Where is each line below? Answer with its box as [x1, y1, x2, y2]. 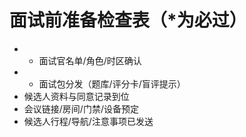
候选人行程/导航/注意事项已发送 [23, 115, 154, 127]
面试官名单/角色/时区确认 [38, 54, 142, 66]
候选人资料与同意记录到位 [23, 90, 130, 102]
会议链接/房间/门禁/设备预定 [23, 102, 139, 115]
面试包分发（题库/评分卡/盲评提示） [38, 77, 186, 90]
